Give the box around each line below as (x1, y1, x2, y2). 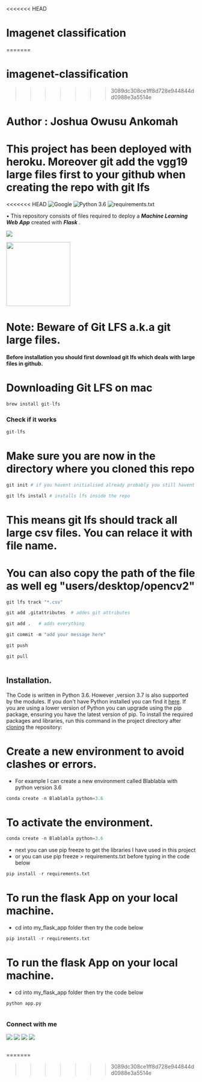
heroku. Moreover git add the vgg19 (6, 155, 188, 169)
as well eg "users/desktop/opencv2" (6, 579, 195, 593)
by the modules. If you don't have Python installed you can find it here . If (6, 697, 186, 705)
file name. (6, 539, 58, 552)
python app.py (6, 1000, 42, 1006)
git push (6, 643, 28, 649)
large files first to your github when (6, 168, 186, 181)
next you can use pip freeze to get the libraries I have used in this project (14, 846, 196, 854)
